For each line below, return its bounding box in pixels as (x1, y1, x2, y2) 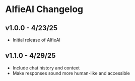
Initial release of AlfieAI (12, 37, 60, 43)
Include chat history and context (12, 64, 80, 71)
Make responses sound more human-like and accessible (12, 70, 130, 76)
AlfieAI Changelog (5, 4, 84, 15)
